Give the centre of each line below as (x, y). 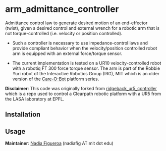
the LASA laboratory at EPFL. (35, 99)
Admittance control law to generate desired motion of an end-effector (76, 23)
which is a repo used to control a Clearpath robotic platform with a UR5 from (83, 94)
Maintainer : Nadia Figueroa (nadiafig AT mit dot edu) (59, 143)
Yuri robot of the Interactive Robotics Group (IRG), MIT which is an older (86, 73)
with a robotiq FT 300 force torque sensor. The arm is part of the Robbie (86, 68)
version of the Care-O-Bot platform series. (55, 79)
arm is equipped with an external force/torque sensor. (67, 53)
